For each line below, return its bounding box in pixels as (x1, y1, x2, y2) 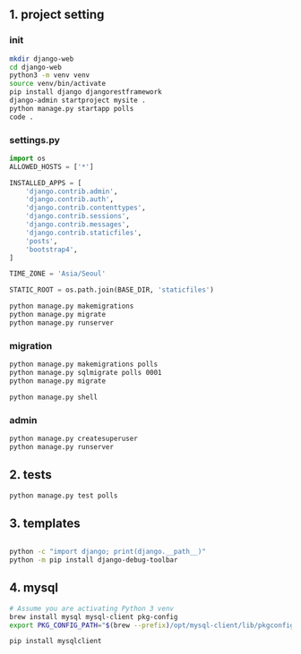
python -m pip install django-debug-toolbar (9, 556, 178, 565)
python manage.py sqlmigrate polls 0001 (9, 369, 163, 378)
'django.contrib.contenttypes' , (25, 203, 146, 213)
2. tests (9, 467, 52, 482)
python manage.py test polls (9, 491, 118, 500)
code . (9, 112, 34, 122)
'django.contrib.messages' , (25, 220, 130, 229)
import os (9, 154, 47, 163)
